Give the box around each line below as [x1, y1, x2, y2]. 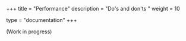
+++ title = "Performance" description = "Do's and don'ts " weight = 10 [6, 5, 180, 12]
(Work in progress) [6, 28, 52, 35]
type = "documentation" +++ [6, 17, 77, 23]
